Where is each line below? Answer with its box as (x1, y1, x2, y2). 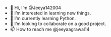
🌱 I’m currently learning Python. (10, 15, 76, 21)
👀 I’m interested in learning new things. (10, 10, 91, 16)
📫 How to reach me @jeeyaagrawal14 (10, 26, 90, 32)
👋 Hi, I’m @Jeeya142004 (10, 5, 62, 10)
